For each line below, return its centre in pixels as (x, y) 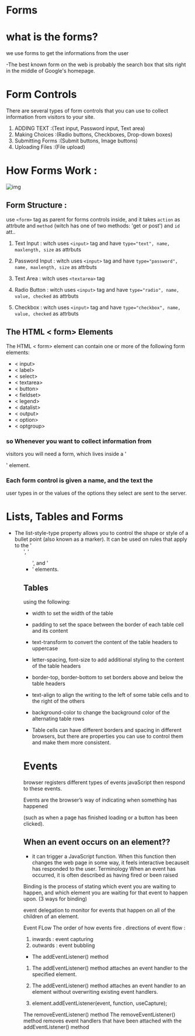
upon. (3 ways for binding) (55, 899)
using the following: (47, 602)
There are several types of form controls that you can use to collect (87, 111)
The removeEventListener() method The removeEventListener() (99, 1014)
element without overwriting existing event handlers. (95, 991)
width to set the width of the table (73, 613)
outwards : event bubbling (63, 945)
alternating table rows (58, 718)
